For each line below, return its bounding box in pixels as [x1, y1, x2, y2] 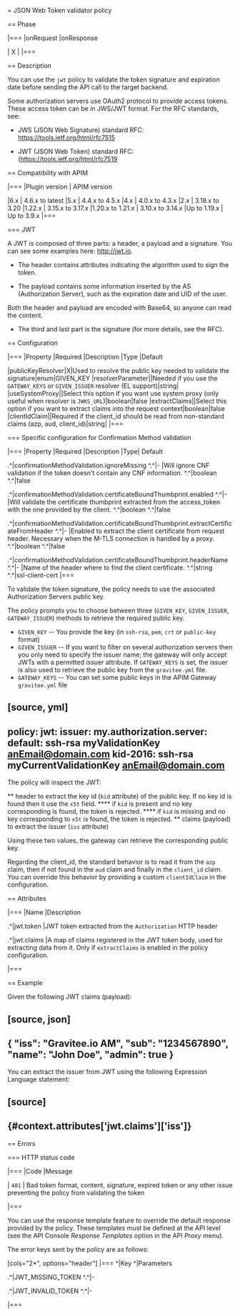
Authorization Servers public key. [7, 592, 105, 601]
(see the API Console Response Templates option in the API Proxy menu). [7, 1231, 224, 1240]
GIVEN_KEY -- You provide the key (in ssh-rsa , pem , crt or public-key [17, 628, 216, 636]
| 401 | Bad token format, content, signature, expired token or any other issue [7, 1180, 233, 1189]
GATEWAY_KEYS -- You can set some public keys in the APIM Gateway [17, 673, 216, 682]
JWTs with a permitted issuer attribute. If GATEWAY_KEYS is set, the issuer [17, 658, 229, 667]
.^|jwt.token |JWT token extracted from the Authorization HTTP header [7, 922, 218, 931]
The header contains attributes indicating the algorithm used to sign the [17, 261, 229, 269]
